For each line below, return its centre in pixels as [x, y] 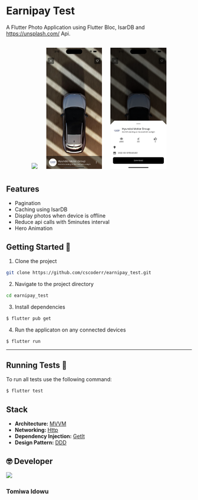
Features [23, 189]
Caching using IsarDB [41, 210]
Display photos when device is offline [60, 216]
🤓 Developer [29, 461]
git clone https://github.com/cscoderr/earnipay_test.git [79, 273]
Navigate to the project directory [54, 284]
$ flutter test [25, 391]
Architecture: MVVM [40, 424]
